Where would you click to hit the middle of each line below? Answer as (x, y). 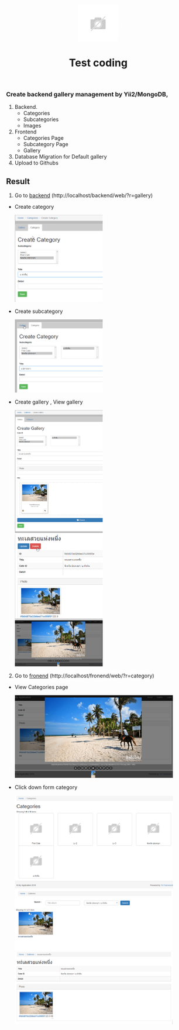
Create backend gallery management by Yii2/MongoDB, (87, 94)
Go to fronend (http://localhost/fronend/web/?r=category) (84, 676)
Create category (34, 207)
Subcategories (41, 119)
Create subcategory (39, 311)
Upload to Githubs (36, 163)
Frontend (25, 132)
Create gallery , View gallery (49, 402)
